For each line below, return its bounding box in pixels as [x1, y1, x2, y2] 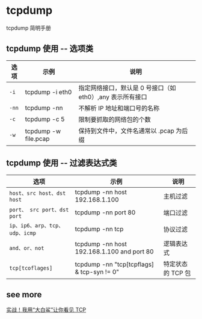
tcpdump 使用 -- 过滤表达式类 [6, 158, 117, 169]
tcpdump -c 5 [25, 115, 65, 123]
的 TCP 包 [163, 268, 191, 277]
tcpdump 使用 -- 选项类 [6, 43, 94, 54]
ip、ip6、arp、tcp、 [9, 222, 64, 229]
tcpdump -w [25, 127, 61, 135]
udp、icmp [9, 229, 36, 237]
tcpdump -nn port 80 [75, 208, 136, 217]
